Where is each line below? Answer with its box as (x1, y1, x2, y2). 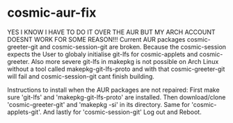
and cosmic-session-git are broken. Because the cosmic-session (39, 42, 227, 51)
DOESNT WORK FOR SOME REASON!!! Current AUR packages (7, 35, 186, 43)
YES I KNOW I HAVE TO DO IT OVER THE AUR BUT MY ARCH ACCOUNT (7, 28, 216, 36)
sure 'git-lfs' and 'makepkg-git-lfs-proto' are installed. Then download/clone (7, 92, 226, 101)
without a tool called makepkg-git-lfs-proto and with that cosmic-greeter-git (7, 65, 225, 73)
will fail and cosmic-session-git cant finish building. (7, 72, 155, 81)
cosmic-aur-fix (7, 5, 97, 21)
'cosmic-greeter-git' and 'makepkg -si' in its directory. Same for (7, 100, 190, 108)
